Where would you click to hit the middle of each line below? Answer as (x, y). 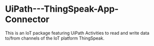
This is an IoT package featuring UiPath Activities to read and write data (77, 33)
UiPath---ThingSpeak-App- (62, 9)
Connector (27, 19)
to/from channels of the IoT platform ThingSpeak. (55, 38)
